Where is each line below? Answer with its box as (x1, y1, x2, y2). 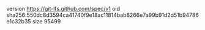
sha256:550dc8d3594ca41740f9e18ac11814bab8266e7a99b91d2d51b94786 (6, 11, 199, 19)
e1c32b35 (6, 18, 32, 25)
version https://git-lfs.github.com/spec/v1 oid (6, 5, 121, 12)
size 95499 (32, 18, 61, 25)
